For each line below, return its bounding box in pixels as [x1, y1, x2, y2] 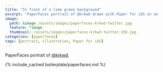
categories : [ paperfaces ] [5, 35, 58, 39]
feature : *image [9, 25, 42, 30]
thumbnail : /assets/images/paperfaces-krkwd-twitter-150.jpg [9, 30, 137, 35]
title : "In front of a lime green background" [5, 7, 102, 12]
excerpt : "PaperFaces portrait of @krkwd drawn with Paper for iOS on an [5, 12, 159, 17]
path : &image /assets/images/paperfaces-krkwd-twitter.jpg [9, 20, 132, 26]
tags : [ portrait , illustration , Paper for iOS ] [5, 39, 104, 44]
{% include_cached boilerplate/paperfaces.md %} [5, 61, 106, 67]
